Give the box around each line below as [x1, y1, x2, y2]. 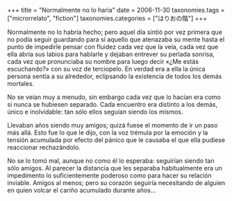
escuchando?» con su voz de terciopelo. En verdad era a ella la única [7, 65, 206, 73]
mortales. [7, 80, 35, 87]
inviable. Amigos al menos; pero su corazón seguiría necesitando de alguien [7, 179, 226, 186]
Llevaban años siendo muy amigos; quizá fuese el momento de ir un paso [7, 121, 218, 129]
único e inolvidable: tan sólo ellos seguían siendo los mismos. [7, 107, 183, 116]
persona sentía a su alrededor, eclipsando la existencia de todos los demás [7, 72, 222, 80]
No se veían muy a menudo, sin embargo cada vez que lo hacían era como [7, 93, 221, 101]
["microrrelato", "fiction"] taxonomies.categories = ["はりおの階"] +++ [7, 14, 208, 22]
